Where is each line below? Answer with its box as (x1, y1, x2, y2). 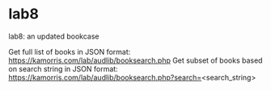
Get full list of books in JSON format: (8, 47, 131, 56)
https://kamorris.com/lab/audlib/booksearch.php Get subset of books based (8, 55, 263, 65)
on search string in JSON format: (8, 63, 119, 73)
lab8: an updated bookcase (8, 31, 100, 41)
